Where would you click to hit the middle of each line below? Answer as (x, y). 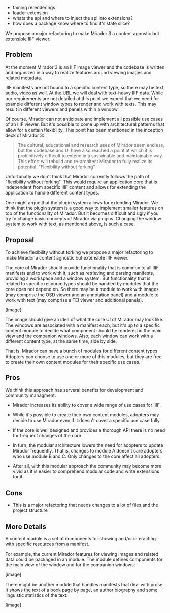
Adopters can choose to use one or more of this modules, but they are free (83, 356)
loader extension (30, 13)
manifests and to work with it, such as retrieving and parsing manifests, (80, 273)
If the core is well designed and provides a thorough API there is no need (89, 430)
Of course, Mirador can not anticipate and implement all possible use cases (84, 119)
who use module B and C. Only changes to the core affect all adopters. (87, 456)
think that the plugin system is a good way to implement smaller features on (84, 208)
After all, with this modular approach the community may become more (87, 466)
